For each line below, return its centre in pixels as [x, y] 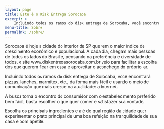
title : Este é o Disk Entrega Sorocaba [46, 14]
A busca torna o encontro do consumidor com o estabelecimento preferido [81, 96]
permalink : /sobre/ [25, 32]
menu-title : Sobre [24, 28]
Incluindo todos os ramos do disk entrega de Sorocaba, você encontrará [78, 76]
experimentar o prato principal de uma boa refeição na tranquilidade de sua [81, 116]
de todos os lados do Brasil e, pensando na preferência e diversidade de [78, 56]
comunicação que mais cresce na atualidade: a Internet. [61, 87]
